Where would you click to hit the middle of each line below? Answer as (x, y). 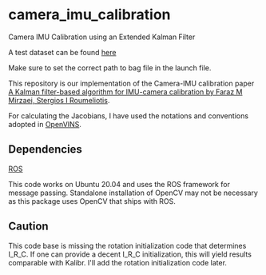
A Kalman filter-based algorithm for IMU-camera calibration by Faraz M (125, 92)
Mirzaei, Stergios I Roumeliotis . (59, 100)
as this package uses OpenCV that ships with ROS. (92, 201)
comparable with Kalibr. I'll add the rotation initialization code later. (118, 262)
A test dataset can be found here (62, 52)
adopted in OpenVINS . (45, 124)
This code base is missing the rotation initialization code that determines (127, 245)
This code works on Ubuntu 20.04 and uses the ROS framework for (119, 184)
